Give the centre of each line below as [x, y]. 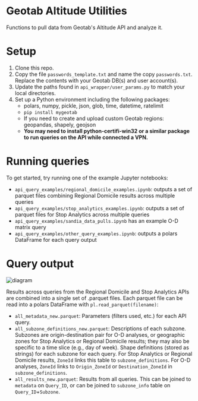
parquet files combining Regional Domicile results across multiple [95, 195]
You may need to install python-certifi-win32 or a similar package [107, 131]
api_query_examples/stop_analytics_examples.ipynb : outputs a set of [99, 208]
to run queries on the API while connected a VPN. [86, 137]
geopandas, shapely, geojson [60, 124]
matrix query [30, 227]
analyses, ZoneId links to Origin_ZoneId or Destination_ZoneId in [93, 366]
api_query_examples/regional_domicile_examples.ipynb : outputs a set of [103, 189]
